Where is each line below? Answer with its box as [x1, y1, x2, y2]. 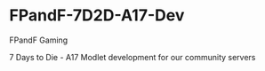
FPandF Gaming [9, 35, 68, 45]
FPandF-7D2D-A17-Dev [9, 5, 185, 26]
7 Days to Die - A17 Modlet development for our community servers [9, 51, 256, 62]
